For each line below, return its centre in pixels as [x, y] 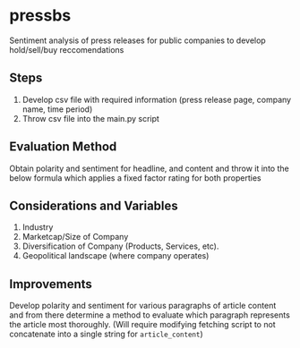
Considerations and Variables [94, 205]
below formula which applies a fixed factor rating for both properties [135, 178]
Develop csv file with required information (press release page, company [157, 99]
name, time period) [57, 109]
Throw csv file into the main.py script [90, 118]
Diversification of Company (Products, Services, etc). [120, 246]
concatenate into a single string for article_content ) [106, 334]
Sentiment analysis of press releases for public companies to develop [137, 40]
